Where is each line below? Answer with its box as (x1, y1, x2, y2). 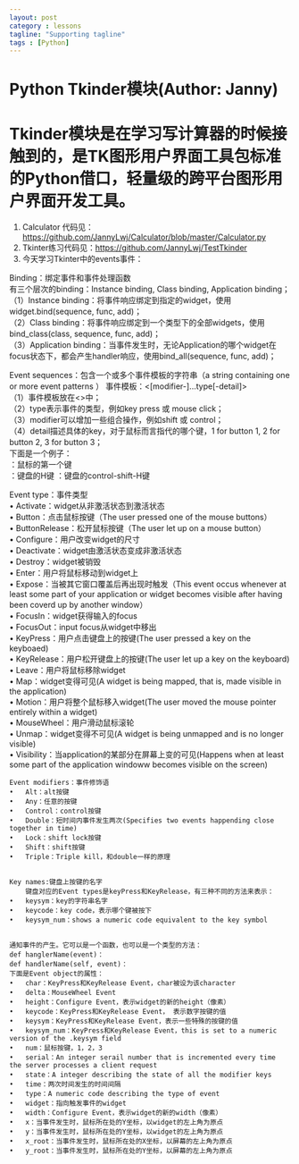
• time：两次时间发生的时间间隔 (9, 1080, 121, 1089)
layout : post (9, 13, 58, 22)
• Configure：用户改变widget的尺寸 (9, 534, 141, 545)
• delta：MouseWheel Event (9, 989, 116, 998)
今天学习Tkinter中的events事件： (21, 254, 144, 265)
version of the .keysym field (9, 1034, 122, 1043)
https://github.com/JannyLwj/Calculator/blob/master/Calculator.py (21, 232, 266, 242)
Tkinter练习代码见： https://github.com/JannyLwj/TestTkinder (21, 242, 248, 253)
